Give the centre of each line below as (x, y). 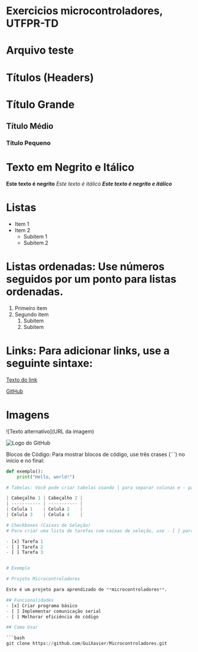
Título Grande (40, 104)
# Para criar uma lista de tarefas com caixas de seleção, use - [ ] (93, 531)
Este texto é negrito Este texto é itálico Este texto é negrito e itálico (89, 184)
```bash (16, 638)
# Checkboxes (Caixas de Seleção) (49, 525)
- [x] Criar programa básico (42, 606)
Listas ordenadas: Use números (85, 267)
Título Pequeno (29, 143)
